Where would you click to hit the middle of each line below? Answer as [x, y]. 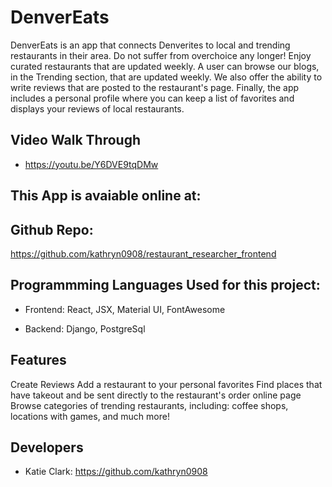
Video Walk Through [76, 140]
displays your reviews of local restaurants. [97, 108]
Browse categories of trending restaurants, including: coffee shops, [149, 405]
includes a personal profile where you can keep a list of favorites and [152, 98]
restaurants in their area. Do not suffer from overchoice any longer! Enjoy [161, 55]
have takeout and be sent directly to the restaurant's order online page [156, 395]
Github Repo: [52, 229]
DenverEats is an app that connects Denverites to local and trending [150, 45]
